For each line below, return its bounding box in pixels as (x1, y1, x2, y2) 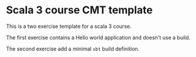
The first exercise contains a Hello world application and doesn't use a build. (6, 34, 191, 41)
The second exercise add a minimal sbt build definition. (6, 45, 140, 52)
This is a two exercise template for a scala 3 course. (6, 23, 132, 30)
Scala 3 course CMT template (6, 3, 153, 17)
